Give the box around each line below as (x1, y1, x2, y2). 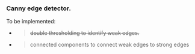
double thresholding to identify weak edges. (29, 29, 140, 37)
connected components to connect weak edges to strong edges (29, 41, 190, 49)
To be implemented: (6, 18, 56, 25)
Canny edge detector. (6, 4, 71, 13)
